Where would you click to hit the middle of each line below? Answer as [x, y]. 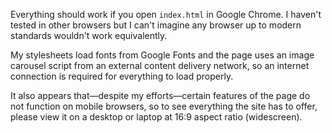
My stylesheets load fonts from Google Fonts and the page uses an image [162, 55]
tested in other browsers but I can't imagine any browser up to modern [156, 25]
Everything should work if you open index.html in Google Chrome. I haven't [166, 14]
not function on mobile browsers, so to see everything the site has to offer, [164, 106]
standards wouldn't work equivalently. [89, 35]
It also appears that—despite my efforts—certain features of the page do [160, 95]
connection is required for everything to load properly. [122, 76]
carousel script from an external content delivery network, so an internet [160, 65]
